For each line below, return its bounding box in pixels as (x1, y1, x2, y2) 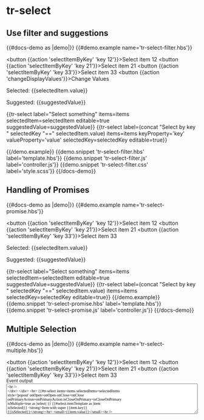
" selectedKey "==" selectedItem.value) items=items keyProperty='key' (6, 130, 185, 137)
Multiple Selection (6, 324, 77, 334)
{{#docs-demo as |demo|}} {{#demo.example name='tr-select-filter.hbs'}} (6, 44, 192, 51)
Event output (6, 377, 33, 384)
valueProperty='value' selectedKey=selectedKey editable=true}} (6, 136, 168, 143)
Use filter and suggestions (6, 28, 109, 38)
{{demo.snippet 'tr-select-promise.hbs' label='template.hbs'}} (6, 300, 162, 307)
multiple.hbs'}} (6, 346, 44, 354)
